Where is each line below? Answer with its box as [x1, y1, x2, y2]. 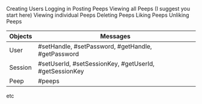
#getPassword [38, 50, 79, 58]
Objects [9, 32, 32, 40]
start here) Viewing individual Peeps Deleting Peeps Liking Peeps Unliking [6, 11, 189, 19]
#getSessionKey [38, 67, 84, 75]
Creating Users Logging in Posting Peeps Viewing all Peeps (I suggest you [6, 5, 191, 12]
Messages [100, 32, 131, 40]
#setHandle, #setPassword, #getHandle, [38, 42, 152, 50]
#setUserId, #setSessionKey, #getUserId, [38, 60, 155, 68]
